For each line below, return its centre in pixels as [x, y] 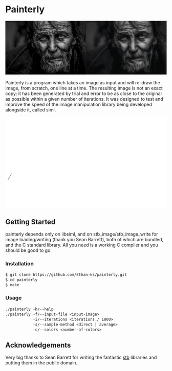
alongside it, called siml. [31, 110]
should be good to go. [29, 250]
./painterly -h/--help [29, 309]
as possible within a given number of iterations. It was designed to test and [84, 99]
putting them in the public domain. [41, 363]
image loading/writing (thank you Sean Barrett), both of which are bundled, [84, 240]
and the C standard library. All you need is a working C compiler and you [82, 245]
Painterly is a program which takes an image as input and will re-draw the [83, 82]
